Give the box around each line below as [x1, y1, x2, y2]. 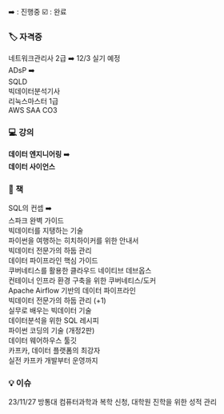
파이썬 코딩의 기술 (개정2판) [8, 325, 95, 335]
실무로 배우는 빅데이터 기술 [8, 305, 92, 315]
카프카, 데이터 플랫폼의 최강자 [8, 345, 101, 355]
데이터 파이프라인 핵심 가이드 [8, 255, 98, 265]
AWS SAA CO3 [8, 105, 58, 115]
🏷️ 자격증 [8, 31, 42, 42]
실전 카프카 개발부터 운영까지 [8, 355, 98, 365]
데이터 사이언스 [8, 161, 56, 171]
